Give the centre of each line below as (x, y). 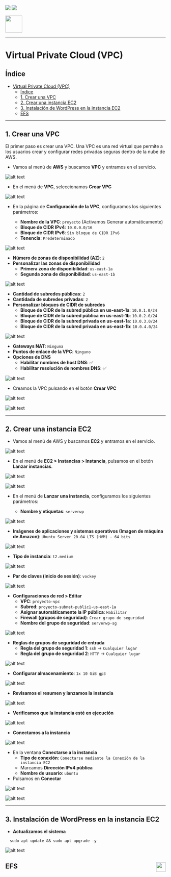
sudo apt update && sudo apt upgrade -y (53, 841)
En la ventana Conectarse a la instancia (55, 753)
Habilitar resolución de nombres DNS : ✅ (63, 368)
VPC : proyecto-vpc (40, 602)
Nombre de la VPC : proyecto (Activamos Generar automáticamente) (92, 222)
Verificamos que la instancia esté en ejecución (63, 713)
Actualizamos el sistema (39, 831)
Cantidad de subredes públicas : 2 (49, 294)
